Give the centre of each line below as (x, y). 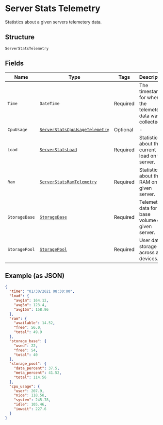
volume (147, 220)
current (147, 150)
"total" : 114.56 (30, 377)
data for (148, 208)
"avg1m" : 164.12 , (31, 301)
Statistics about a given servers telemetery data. (53, 22)
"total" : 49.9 (28, 332)
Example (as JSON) (35, 275)
